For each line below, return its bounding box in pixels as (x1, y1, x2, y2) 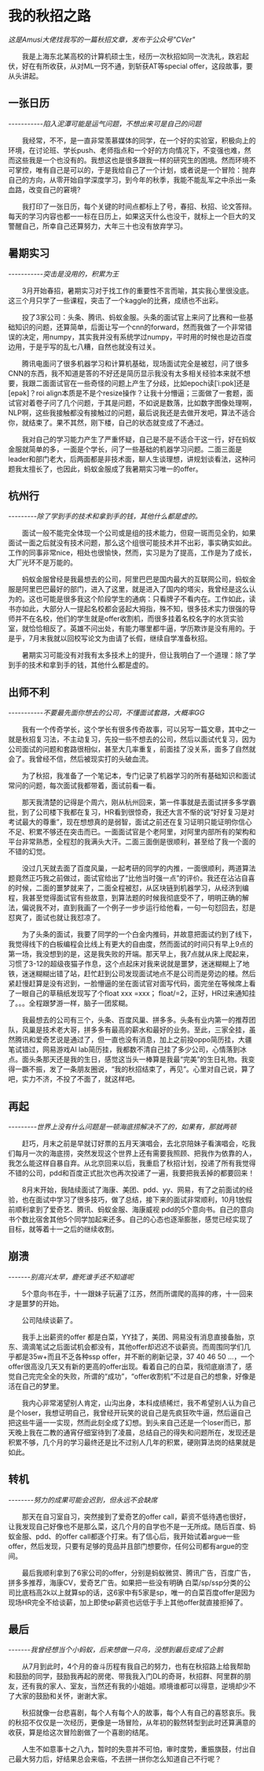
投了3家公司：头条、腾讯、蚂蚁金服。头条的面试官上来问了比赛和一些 (22, 312, 247, 321)
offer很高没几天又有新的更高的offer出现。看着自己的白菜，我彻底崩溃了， (8, 1361, 246, 1371)
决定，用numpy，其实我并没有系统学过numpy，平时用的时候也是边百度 (21, 332, 252, 341)
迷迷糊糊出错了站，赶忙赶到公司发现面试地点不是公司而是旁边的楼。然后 (21, 969, 256, 978)
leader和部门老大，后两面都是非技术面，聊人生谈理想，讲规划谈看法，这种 (8, 454, 249, 463)
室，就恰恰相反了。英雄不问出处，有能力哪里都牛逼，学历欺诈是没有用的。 (8, 624, 249, 633)
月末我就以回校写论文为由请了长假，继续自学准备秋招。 (32, 633, 212, 643)
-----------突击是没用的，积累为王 (8, 269, 119, 278)
